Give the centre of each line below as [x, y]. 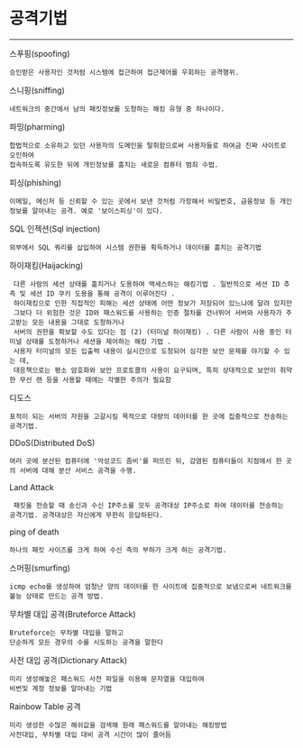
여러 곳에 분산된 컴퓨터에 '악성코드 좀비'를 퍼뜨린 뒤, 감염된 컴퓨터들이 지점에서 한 [146, 461]
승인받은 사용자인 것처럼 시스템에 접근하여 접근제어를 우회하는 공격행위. [124, 72]
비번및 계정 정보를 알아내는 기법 [61, 689]
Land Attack [32, 487]
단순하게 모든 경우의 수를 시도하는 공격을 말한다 [87, 642]
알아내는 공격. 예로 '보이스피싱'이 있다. [97, 211]
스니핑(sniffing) [37, 90]
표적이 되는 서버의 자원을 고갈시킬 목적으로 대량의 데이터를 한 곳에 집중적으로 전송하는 [149, 416]
